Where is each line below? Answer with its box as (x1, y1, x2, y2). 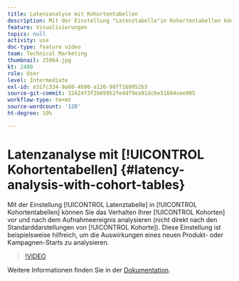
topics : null (7, 30, 46, 38)
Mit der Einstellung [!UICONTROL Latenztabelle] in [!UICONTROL (7, 200, 198, 208)
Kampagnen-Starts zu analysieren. (7, 238, 110, 246)
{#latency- (120, 161, 185, 178)
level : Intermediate (7, 76, 69, 84)
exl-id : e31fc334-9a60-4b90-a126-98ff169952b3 (7, 83, 148, 90)
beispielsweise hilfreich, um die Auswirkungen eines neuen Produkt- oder (7, 230, 224, 239)
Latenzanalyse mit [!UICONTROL (7, 147, 205, 162)
